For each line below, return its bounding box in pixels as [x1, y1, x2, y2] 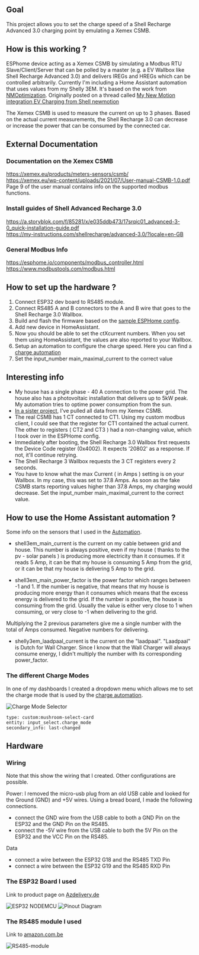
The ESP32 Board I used [6, 877, 77, 885]
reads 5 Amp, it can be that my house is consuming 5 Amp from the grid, [14, 559, 192, 566]
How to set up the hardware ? [6, 282, 117, 293]
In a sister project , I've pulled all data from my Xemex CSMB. [14, 407, 163, 414]
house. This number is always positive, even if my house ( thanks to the [14, 546, 190, 554]
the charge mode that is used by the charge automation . [6, 691, 143, 698]
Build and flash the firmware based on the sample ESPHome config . [14, 317, 181, 324]
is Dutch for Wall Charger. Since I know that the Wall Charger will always [14, 644, 191, 651]
